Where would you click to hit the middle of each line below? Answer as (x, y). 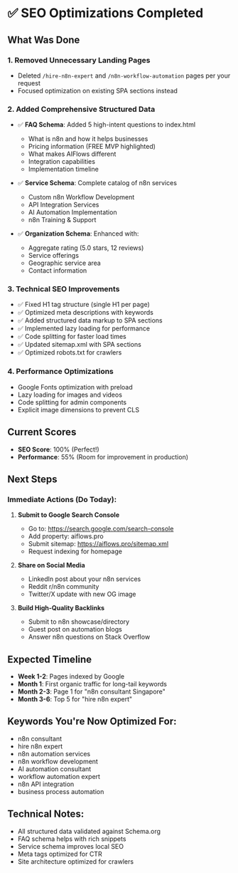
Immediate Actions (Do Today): (62, 499)
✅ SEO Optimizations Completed (106, 13)
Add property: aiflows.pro (66, 536)
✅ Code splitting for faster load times (72, 337)
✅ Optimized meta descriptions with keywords (86, 313)
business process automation (61, 791)
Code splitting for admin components (72, 402)
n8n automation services (54, 753)
